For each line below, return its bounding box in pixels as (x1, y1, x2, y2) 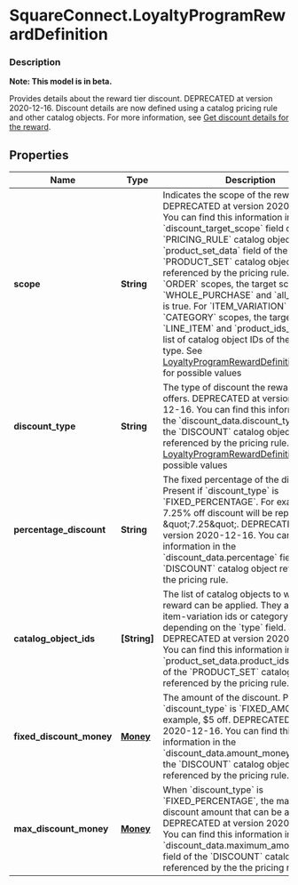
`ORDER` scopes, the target (162, 278, 277, 290)
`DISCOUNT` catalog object (162, 562, 278, 575)
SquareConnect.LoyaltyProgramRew (9, 5, 286, 26)
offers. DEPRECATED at (162, 392, 261, 405)
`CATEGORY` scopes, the (162, 311, 268, 324)
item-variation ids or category (162, 610, 288, 623)
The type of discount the (162, 382, 266, 394)
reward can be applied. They (162, 599, 282, 612)
